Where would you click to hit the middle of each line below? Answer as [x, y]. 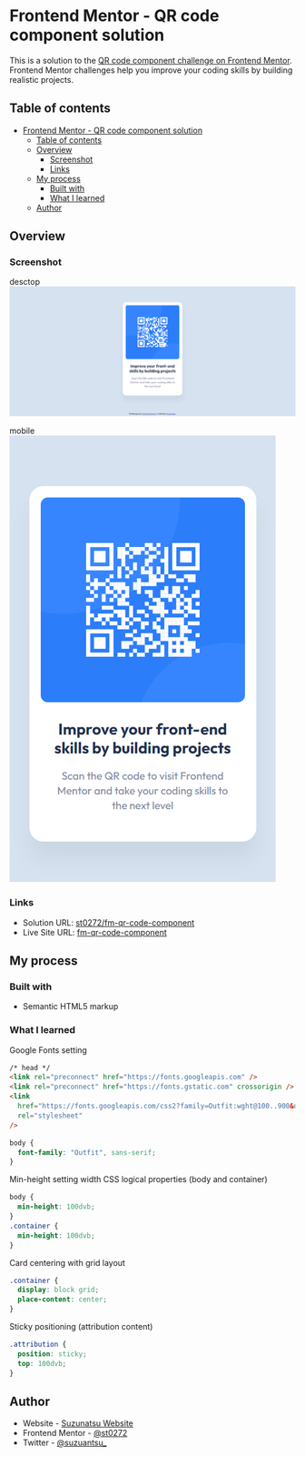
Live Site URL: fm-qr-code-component [95, 932]
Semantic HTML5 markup [70, 1007]
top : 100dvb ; [42, 1363]
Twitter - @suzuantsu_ [64, 1442]
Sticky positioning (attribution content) [81, 1327]
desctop [25, 282]
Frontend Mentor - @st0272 [75, 1433]
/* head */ [30, 1067]
